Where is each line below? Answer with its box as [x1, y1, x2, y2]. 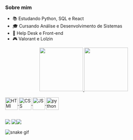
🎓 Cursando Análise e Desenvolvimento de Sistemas [12, 23, 123, 29]
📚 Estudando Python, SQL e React [12, 15, 84, 21]
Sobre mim [5, 4, 32, 11]
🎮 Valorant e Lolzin [12, 36, 53, 42]
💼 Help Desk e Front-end [12, 30, 64, 36]
